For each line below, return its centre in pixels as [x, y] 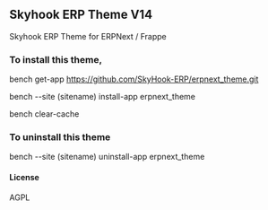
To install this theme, [56, 59]
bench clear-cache [44, 114]
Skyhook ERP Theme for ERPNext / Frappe [88, 36]
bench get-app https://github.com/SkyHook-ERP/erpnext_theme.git [134, 79]
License [25, 177]
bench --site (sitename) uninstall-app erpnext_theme [107, 157]
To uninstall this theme [60, 137]
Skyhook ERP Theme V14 [81, 15]
